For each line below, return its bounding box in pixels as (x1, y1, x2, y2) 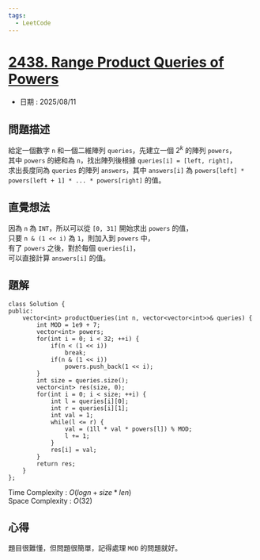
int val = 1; (50, 411, 93, 419)
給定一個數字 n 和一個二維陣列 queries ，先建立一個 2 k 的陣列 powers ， (8, 144, 236, 155)
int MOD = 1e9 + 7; (36, 320, 101, 329)
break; (64, 348, 87, 357)
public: (8, 307, 34, 315)
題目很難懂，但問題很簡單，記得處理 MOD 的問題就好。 (8, 543, 183, 553)
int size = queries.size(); (36, 376, 129, 385)
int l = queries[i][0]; (50, 397, 129, 405)
